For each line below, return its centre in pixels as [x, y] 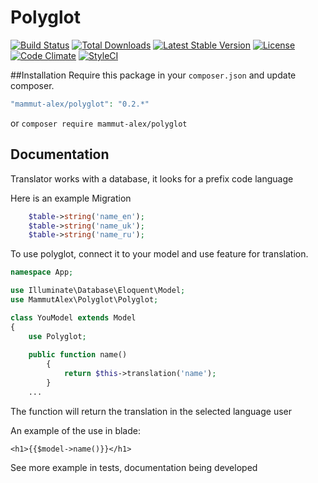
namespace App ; [42, 272]
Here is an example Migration [71, 198]
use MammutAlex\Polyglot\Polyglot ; [84, 300]
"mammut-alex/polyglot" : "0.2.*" [80, 104]
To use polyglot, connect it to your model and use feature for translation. [159, 254]
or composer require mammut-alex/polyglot [99, 123]
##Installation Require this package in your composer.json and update [153, 75]
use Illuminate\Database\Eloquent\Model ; [98, 291]
